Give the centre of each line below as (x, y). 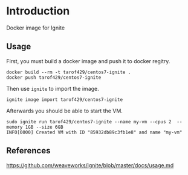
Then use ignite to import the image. (53, 88)
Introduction (38, 11)
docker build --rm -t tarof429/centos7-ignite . (69, 72)
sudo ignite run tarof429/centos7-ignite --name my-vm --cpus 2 (89, 121)
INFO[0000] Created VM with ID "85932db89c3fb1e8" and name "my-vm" (94, 132)
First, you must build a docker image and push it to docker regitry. (88, 61)
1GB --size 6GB (44, 127)
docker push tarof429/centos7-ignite (54, 77)
